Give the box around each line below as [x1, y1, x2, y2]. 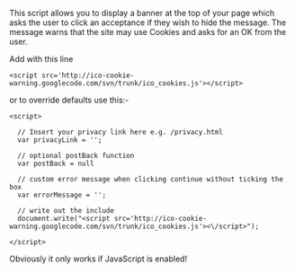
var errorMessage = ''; [17, 190, 106, 199]
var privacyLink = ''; [17, 136, 103, 145]
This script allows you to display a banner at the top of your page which [9, 8, 275, 18]
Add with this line [9, 54, 74, 64]
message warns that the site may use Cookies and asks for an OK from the [9, 27, 286, 37]
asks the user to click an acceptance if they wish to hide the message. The [9, 17, 286, 28]
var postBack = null [17, 159, 94, 168]
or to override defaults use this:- [9, 94, 130, 105]
